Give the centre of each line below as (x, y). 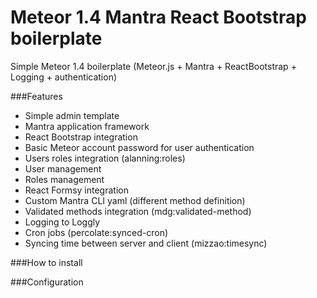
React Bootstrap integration (81, 137)
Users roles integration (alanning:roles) (105, 158)
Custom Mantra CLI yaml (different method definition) (135, 200)
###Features (36, 96)
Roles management (64, 179)
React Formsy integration (76, 190)
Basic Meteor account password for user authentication (139, 147)
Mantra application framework (87, 126)
